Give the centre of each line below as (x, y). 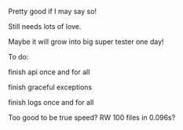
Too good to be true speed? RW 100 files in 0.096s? (92, 117)
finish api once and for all (49, 72)
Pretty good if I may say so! (52, 11)
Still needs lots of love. (45, 26)
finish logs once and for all (51, 102)
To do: (18, 57)
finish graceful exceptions (50, 87)
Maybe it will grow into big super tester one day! (86, 42)
